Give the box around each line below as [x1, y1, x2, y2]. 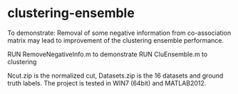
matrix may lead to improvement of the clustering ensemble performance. [7, 36, 224, 44]
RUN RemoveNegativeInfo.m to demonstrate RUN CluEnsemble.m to [7, 50, 208, 58]
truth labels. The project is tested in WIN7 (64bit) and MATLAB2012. [7, 78, 207, 87]
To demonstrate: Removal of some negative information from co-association [7, 28, 232, 37]
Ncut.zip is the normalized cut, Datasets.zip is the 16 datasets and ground [7, 71, 224, 80]
